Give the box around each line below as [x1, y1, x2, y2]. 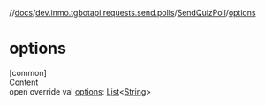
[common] [9, 67, 47, 78]
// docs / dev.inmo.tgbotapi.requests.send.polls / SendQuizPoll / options [9, 8, 256, 18]
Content [9, 77, 39, 87]
